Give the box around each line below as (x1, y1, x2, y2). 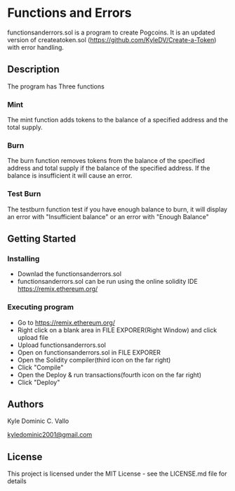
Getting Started (7, 233, 76, 245)
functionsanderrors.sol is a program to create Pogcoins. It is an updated (7, 28, 215, 37)
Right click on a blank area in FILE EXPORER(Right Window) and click (17, 325, 217, 334)
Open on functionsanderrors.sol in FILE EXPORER (17, 348, 161, 356)
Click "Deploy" (17, 378, 60, 386)
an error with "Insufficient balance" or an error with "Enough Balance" (7, 212, 209, 221)
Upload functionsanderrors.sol (17, 341, 107, 349)
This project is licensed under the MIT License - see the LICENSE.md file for (7, 469, 227, 478)
